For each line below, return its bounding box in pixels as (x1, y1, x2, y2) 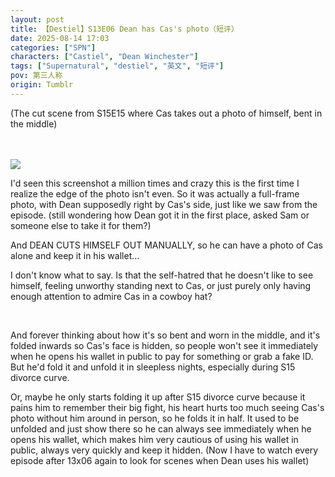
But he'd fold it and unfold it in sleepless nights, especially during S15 (10, 361, 296, 373)
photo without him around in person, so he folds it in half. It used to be (10, 412, 300, 424)
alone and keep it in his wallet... (10, 249, 140, 261)
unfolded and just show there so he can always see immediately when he (10, 422, 312, 435)
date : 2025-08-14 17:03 (10, 33, 110, 43)
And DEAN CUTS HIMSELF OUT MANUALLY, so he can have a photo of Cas (10, 239, 323, 251)
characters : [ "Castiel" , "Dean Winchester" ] (10, 52, 199, 62)
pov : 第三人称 (10, 71, 63, 81)
